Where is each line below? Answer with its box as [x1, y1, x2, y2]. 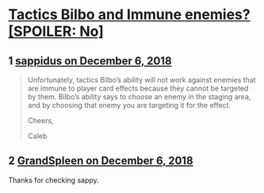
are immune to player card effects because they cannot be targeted [27, 83, 249, 93]
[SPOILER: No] [8, 22, 105, 41]
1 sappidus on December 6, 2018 [8, 54, 172, 68]
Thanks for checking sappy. [8, 175, 99, 184]
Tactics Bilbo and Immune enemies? [8, 6, 251, 24]
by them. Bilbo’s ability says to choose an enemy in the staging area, [27, 92, 251, 101]
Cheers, [27, 116, 54, 125]
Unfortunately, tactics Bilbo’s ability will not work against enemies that [27, 75, 256, 84]
